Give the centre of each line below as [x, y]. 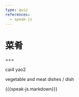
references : [18, 15]
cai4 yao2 [16, 70]
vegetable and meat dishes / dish [40, 79]
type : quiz [17, 10]
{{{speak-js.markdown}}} [31, 89]
